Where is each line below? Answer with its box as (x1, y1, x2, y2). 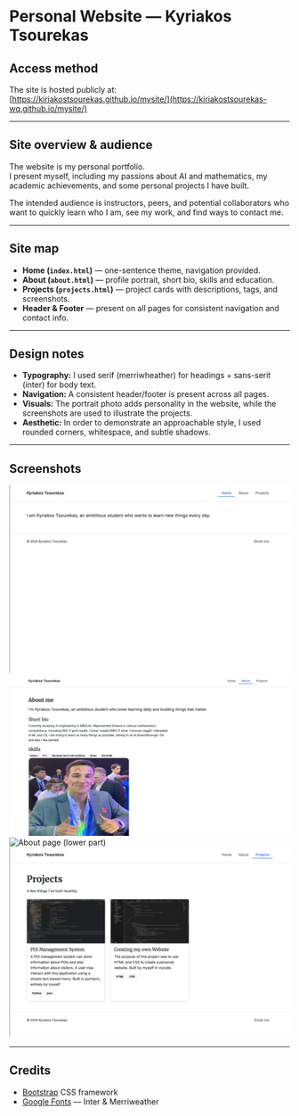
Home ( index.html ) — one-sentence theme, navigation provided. (21, 265, 261, 276)
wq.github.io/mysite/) (9, 103, 87, 113)
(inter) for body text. (21, 379, 97, 390)
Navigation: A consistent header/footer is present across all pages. (21, 389, 270, 400)
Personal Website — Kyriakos (9, 6, 232, 27)
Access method (9, 61, 99, 76)
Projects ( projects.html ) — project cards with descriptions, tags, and (21, 284, 279, 294)
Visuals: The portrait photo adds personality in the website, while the (21, 399, 277, 409)
